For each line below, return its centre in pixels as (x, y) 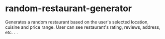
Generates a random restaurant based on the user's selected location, (77, 22)
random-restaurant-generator (69, 9)
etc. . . (12, 32)
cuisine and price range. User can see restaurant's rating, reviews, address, (83, 27)
